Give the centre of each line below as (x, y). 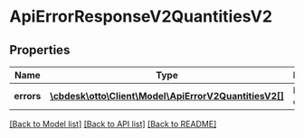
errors (28, 96)
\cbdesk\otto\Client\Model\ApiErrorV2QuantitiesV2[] (167, 96)
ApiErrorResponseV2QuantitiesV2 (141, 17)
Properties (40, 50)
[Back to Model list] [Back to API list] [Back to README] (113, 124)
